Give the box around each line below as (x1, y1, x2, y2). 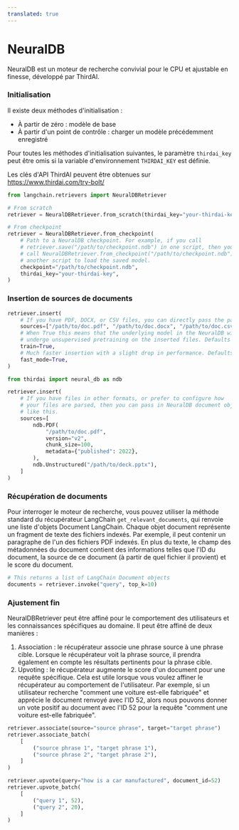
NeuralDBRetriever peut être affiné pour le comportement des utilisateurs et (7, 614, 230, 622)
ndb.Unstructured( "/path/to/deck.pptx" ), (33, 461, 158, 468)
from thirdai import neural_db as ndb (7, 375, 122, 383)
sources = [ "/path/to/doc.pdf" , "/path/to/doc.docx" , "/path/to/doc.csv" (20, 323, 237, 330)
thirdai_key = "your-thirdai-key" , (20, 270, 119, 278)
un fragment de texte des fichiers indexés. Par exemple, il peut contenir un (7, 530, 226, 538)
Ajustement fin (7, 597, 60, 607)
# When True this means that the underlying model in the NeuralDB (20, 330, 224, 337)
